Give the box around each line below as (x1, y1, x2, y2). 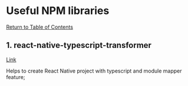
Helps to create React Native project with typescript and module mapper (6, 67, 182, 74)
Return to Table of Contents (6, 23, 74, 30)
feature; (6, 73, 25, 80)
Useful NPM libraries (6, 4, 110, 18)
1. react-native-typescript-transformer (6, 40, 152, 50)
